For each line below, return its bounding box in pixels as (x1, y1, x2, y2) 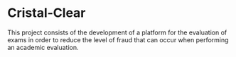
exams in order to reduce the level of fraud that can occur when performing (7, 35, 229, 44)
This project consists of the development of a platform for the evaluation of (7, 28, 227, 37)
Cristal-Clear (7, 5, 86, 21)
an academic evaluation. (7, 43, 80, 51)
